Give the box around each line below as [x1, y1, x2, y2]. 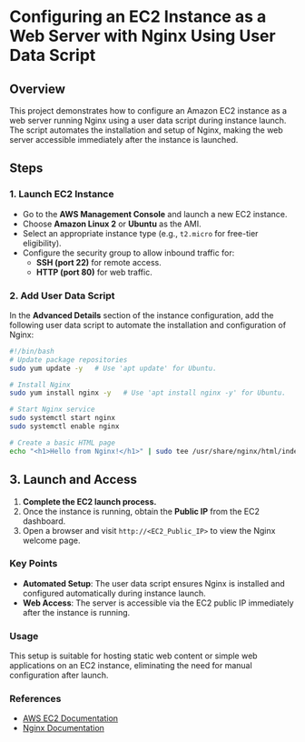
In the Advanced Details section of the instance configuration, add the [9, 309, 274, 320]
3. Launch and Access [9, 472, 138, 487]
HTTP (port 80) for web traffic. [35, 266, 152, 277]
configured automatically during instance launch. [22, 587, 206, 598]
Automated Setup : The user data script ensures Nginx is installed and [22, 577, 286, 588]
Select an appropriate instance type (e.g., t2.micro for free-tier [22, 227, 259, 238]
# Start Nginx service [9, 405, 95, 415]
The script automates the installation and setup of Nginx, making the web [9, 125, 283, 135]
